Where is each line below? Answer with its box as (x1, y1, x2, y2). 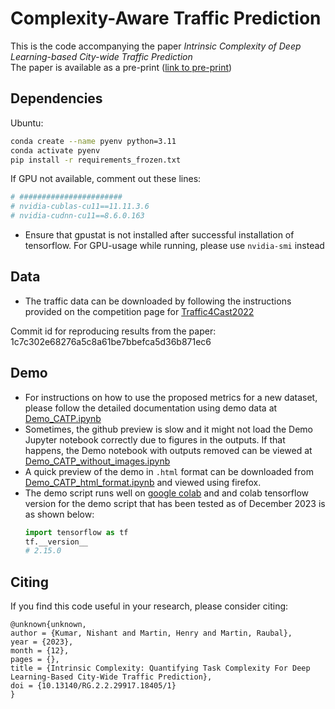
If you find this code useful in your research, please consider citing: (10, 600, 289, 612)
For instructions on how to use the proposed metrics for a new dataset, (24, 391, 318, 403)
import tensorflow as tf (24, 527, 129, 537)
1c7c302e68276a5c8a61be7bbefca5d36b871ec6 (10, 335, 212, 347)
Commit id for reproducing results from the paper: (10, 325, 217, 337)
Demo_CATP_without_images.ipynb (24, 455, 171, 467)
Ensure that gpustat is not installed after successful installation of (24, 229, 295, 241)
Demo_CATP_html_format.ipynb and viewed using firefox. (24, 476, 262, 488)
